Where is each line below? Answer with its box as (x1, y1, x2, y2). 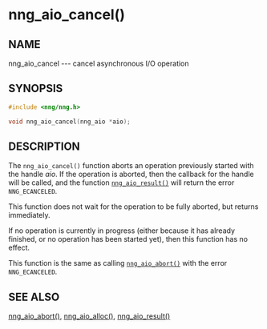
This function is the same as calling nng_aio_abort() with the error (8, 259, 228, 268)
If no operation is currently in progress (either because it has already (8, 226, 235, 235)
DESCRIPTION (8, 139, 80, 153)
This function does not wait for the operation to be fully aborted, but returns (8, 202, 259, 211)
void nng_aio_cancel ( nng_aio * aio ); (8, 118, 131, 126)
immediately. (8, 211, 51, 220)
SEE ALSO (8, 290, 60, 303)
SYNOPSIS (8, 82, 63, 95)
